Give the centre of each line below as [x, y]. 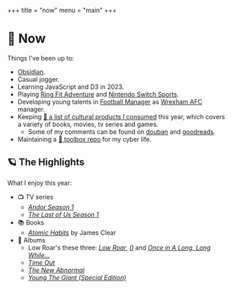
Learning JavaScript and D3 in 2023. [71, 87]
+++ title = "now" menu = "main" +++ [62, 10]
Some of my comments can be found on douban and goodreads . [122, 131]
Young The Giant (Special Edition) [77, 277]
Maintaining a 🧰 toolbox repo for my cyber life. [84, 139]
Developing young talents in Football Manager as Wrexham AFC [110, 102]
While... [39, 255]
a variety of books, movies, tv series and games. [88, 124]
